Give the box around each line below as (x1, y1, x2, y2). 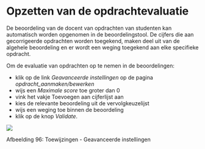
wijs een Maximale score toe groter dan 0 (15, 86, 120, 94)
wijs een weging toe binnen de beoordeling (15, 106, 124, 113)
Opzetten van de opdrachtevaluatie (6, 4, 189, 18)
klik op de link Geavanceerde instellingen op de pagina (15, 74, 154, 81)
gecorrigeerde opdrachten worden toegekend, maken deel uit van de (6, 37, 180, 44)
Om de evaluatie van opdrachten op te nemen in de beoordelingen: (6, 62, 175, 69)
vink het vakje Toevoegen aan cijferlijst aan (15, 93, 124, 100)
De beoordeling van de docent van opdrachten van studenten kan (6, 24, 172, 32)
